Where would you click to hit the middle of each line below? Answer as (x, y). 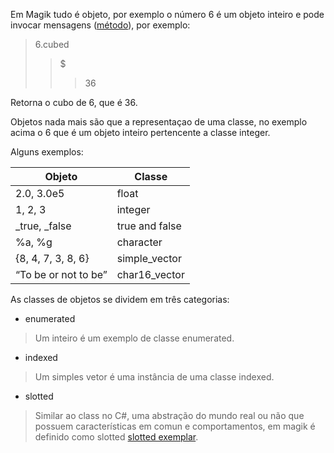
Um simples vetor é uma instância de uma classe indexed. (154, 377)
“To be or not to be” (61, 274)
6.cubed (52, 44)
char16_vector (150, 274)
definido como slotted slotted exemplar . (116, 437)
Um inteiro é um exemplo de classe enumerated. (134, 338)
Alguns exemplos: (47, 152)
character (139, 242)
